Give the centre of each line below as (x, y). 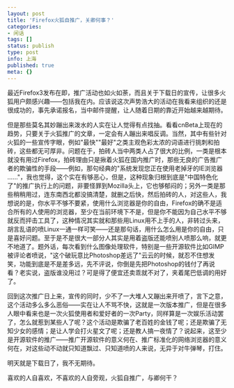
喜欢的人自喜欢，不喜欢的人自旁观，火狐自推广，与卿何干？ (93, 378)
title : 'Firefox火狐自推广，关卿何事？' (61, 20)
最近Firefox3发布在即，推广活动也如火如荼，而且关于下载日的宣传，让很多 (114, 92)
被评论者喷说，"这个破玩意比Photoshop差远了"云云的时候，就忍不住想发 (111, 255)
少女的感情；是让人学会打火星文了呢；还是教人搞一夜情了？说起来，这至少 (120, 330)
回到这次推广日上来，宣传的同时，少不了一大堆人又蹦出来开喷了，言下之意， (117, 296)
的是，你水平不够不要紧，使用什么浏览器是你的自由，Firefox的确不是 (118, 203)
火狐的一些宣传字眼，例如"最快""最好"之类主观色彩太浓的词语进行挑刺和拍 (114, 142)
